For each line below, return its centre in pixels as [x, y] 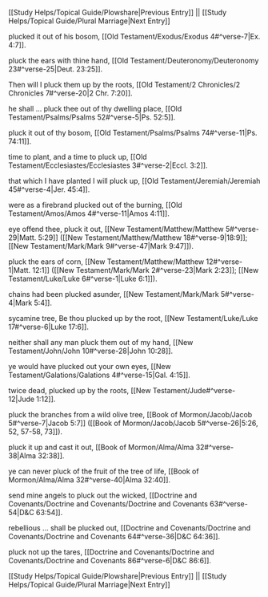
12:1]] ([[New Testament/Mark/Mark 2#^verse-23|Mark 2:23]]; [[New [145, 270]
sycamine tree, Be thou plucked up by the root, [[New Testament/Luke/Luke [133, 318]
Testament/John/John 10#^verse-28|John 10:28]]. [91, 351]
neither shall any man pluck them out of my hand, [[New [101, 342]
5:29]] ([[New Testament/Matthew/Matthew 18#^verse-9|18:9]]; [143, 238]
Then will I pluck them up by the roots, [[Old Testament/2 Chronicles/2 [124, 85]
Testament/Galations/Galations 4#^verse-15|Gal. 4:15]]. [99, 375]
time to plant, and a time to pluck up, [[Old [78, 157]
